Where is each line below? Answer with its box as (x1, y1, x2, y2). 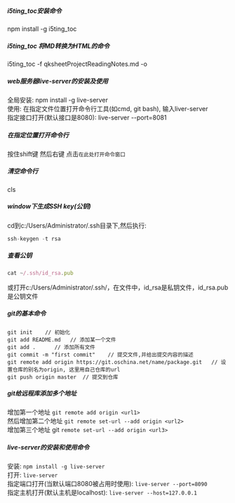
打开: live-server (7, 471, 58, 479)
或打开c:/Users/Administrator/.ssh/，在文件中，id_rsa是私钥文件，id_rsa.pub (7, 283, 229, 292)
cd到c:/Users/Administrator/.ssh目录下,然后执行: (7, 221, 147, 230)
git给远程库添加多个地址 (7, 389, 77, 398)
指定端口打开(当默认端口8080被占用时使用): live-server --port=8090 (7, 480, 208, 488)
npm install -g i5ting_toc (7, 25, 77, 33)
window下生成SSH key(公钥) (7, 202, 91, 211)
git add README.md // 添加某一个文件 (7, 336, 116, 344)
